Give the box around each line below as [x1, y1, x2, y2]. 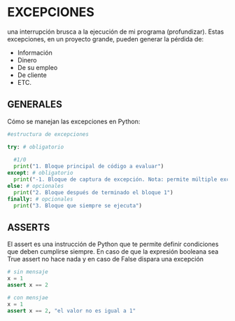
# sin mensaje [7, 268, 49, 275]
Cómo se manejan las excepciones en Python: [7, 117, 141, 125]
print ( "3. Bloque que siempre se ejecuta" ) [13, 202, 142, 209]
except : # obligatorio [7, 170, 73, 177]
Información [17, 48, 52, 57]
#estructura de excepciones [7, 130, 90, 137]
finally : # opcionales [7, 196, 73, 203]
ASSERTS [7, 221, 50, 233]
